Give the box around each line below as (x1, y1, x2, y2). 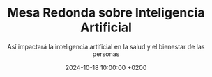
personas (92, 50, 120, 58)
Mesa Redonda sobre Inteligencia (7, 5, 205, 21)
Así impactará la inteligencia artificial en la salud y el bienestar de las (7, 42, 205, 51)
